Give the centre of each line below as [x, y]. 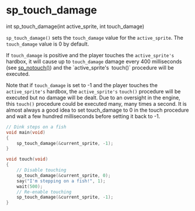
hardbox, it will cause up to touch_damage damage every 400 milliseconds [94, 61]
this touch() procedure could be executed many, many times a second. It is [96, 103]
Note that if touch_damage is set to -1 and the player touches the [82, 85]
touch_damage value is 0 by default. [48, 44]
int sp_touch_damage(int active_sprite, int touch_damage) [75, 26]
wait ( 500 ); [30, 186]
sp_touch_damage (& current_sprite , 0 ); [64, 175]
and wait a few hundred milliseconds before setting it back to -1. [83, 116]
